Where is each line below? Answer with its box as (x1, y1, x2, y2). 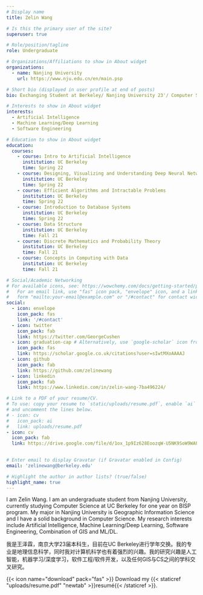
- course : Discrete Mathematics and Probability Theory (17, 238, 161, 244)
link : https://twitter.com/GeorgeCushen (17, 334, 120, 340)
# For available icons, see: (6, 283, 80, 289)
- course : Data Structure (17, 221, 83, 227)
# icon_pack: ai (6, 418, 53, 424)
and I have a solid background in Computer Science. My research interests (6, 515, 192, 522)
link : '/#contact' (17, 317, 63, 323)
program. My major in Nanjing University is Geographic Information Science (6, 509, 195, 516)
